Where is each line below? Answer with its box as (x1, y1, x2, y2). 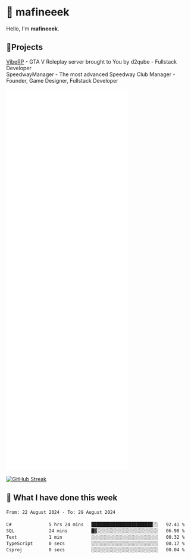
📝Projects (6, 42, 43, 52)
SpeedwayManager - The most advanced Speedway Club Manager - (6, 71, 176, 78)
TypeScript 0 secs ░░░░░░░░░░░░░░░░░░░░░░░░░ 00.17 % (6, 541, 185, 547)
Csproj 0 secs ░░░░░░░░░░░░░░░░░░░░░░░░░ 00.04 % (6, 547, 185, 552)
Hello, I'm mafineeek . (6, 25, 60, 32)
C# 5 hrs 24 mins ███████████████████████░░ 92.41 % (6, 522, 185, 528)
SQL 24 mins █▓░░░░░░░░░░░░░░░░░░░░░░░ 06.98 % (6, 528, 185, 534)
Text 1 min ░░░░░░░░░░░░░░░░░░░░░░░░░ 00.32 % (6, 535, 185, 541)
